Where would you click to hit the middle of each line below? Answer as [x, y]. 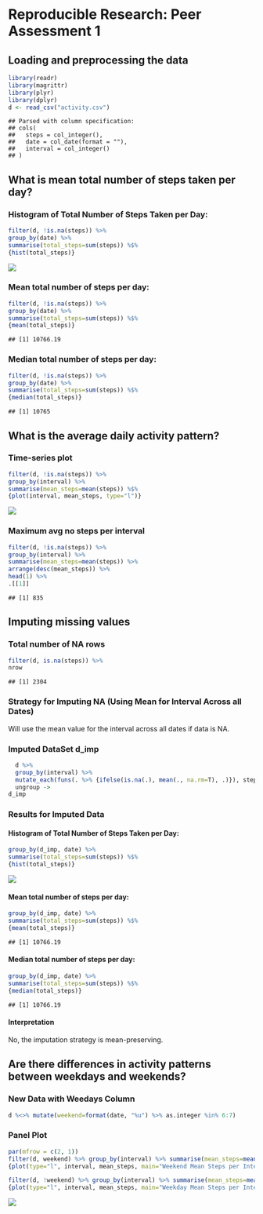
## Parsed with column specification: [71, 122]
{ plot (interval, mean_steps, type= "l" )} [75, 496]
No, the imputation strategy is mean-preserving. [86, 1039]
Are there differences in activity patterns [110, 1065]
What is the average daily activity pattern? [114, 436]
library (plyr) [31, 93]
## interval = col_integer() [59, 149]
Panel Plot [28, 1136]
